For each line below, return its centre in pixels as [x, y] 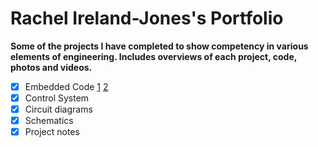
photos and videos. [51, 67]
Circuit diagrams [58, 109]
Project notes [52, 132]
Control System [57, 98]
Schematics [49, 121]
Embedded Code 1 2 [66, 86]
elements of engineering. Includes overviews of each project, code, [153, 56]
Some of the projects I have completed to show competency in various [159, 46]
